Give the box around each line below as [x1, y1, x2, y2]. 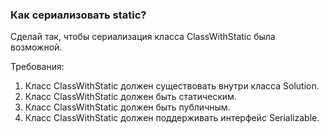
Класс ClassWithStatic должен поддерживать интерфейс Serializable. [24, 112, 320, 124]
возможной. [10, 41, 63, 53]
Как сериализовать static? [10, 8, 147, 22]
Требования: [10, 61, 65, 73]
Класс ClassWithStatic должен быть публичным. [24, 101, 231, 113]
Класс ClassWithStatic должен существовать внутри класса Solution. [24, 80, 320, 92]
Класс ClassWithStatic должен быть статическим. [24, 91, 237, 103]
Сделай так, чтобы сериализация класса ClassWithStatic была [10, 31, 276, 43]
